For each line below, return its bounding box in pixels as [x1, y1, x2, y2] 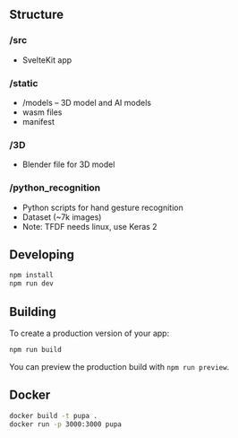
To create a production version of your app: [9, 328, 170, 338]
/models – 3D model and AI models [21, 97, 152, 108]
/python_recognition [9, 181, 101, 194]
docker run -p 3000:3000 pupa [9, 419, 123, 429]
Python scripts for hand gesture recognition [21, 202, 183, 213]
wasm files [21, 107, 63, 118]
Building [9, 304, 56, 320]
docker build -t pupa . [9, 411, 98, 420]
